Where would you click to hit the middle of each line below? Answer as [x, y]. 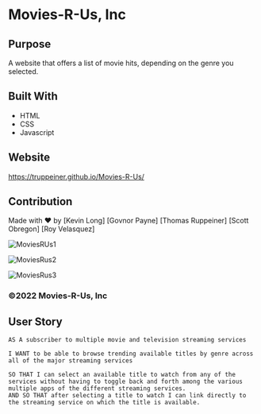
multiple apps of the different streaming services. [97, 389]
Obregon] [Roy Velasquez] [52, 229]
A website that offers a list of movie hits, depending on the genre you [121, 63]
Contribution [40, 201]
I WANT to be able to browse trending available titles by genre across [131, 354]
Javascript [37, 132]
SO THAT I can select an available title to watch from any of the [122, 375]
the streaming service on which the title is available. [104, 403]
